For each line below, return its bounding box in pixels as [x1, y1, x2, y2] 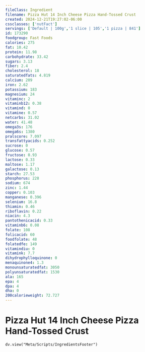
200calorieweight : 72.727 [5, 293, 59, 298]
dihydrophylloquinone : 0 [5, 255, 57, 261]
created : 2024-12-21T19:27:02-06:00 [5, 17, 82, 22]
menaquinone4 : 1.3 [5, 260, 44, 265]
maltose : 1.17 [5, 162, 35, 167]
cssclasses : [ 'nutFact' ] [5, 21, 57, 27]
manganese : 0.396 [5, 194, 42, 199]
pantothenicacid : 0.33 [5, 218, 53, 223]
